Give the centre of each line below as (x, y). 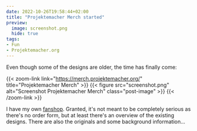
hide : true (25, 34)
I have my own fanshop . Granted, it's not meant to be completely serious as (99, 109)
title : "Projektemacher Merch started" (55, 17)
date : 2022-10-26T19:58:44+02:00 (47, 12)
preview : (17, 23)
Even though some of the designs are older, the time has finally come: (91, 67)
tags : (13, 39)
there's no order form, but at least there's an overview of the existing (90, 115)
